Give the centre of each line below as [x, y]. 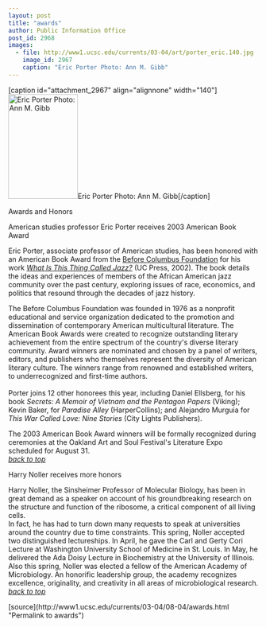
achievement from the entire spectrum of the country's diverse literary [123, 342]
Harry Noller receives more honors [65, 474]
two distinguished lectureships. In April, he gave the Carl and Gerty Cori [126, 540]
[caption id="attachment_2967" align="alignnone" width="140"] [113, 90]
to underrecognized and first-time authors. [78, 376]
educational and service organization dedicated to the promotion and [121, 317]
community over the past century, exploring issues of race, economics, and [132, 284]
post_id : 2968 [32, 38]
